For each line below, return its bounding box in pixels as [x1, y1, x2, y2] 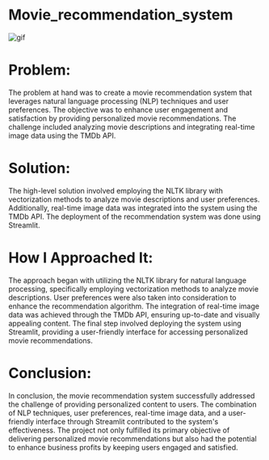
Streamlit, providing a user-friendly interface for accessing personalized [8, 326, 249, 337]
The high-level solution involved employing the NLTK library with [8, 185, 224, 195]
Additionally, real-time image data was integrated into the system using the [8, 202, 258, 212]
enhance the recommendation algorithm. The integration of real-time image [8, 301, 260, 311]
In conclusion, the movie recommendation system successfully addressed [8, 390, 255, 400]
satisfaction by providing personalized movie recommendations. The [8, 113, 237, 123]
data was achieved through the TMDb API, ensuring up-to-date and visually [8, 309, 260, 319]
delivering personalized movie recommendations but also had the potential [8, 433, 257, 443]
